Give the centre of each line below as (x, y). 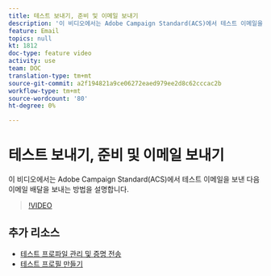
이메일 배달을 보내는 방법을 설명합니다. (69, 190)
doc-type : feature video (50, 53)
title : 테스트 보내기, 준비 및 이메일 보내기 (73, 16)
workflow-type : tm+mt (45, 91)
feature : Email (34, 31)
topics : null (30, 38)
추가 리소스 (34, 233)
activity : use (32, 61)
